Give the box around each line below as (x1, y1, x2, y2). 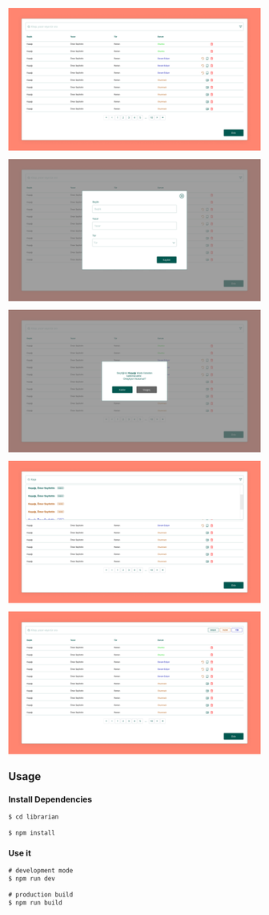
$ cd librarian (8, 813, 59, 821)
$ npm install (8, 829, 56, 837)
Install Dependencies (8, 794, 93, 805)
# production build (8, 891, 74, 899)
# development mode (8, 867, 74, 875)
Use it (8, 848, 32, 859)
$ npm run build (8, 899, 62, 907)
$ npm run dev (8, 875, 56, 883)
